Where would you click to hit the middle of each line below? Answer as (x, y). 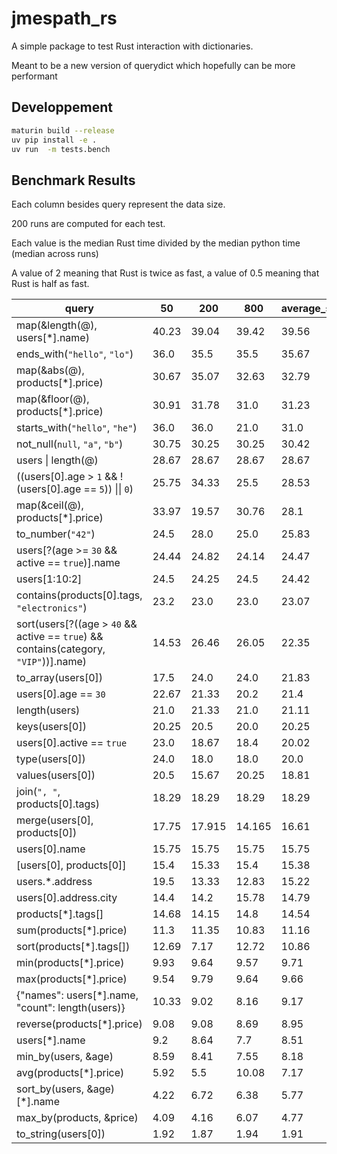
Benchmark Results (73, 180)
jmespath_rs (64, 18)
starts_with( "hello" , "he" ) (77, 428)
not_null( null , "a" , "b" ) (70, 444)
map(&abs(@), (50, 370)
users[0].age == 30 (61, 694)
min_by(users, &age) (65, 1057)
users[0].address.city (67, 898)
